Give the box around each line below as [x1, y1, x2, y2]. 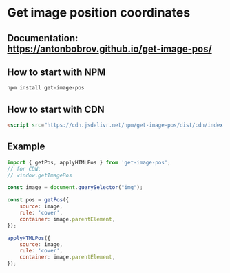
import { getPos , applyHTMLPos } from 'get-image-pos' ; [7, 159, 171, 166]
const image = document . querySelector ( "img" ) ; [7, 184, 143, 191]
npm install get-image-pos [7, 85, 85, 91]
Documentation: [7, 32, 79, 44]
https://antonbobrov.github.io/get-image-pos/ [7, 43, 212, 54]
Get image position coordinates [7, 5, 191, 21]
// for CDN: [7, 165, 41, 173]
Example [7, 141, 45, 153]
